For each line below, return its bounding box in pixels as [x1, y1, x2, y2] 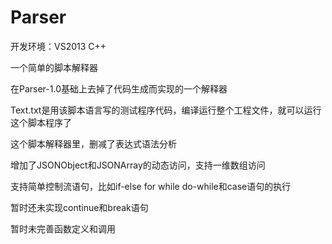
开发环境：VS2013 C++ [10, 40, 107, 52]
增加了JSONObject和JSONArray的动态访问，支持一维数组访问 [10, 159, 266, 171]
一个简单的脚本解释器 [10, 61, 98, 73]
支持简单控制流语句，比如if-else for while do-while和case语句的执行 [10, 180, 292, 192]
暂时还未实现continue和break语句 [10, 201, 149, 213]
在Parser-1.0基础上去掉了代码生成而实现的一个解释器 [10, 82, 228, 95]
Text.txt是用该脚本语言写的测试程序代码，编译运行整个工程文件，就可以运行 [10, 104, 322, 116]
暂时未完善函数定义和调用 [10, 222, 116, 235]
